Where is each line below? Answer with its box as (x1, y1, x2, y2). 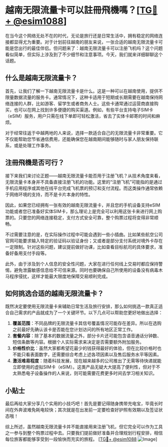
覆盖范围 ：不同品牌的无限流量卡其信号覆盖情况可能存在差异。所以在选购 (12, 320, 161, 326)
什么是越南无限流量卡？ (5, 73, 77, 82)
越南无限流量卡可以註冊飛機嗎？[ (5, 4, 140, 16)
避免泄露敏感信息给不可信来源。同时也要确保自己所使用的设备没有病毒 (13, 267, 158, 273)
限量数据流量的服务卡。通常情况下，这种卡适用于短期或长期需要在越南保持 (5, 94, 158, 100)
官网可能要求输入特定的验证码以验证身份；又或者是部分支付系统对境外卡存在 (5, 237, 163, 243)
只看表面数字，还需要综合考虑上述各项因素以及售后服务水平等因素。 (21, 351, 161, 357)
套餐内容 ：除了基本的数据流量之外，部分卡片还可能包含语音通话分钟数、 (12, 333, 161, 339)
